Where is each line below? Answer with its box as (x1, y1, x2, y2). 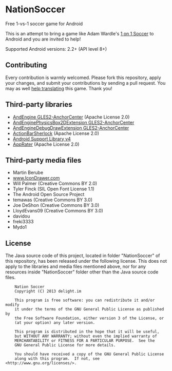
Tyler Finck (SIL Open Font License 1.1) (12, 186, 94, 192)
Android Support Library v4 (12, 135, 71, 142)
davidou (12, 213, 30, 219)
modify (5, 302, 20, 307)
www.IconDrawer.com (12, 175, 60, 181)
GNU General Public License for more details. (14, 343, 116, 348)
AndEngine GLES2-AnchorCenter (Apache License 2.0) (12, 114, 130, 120)
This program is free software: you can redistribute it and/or (14, 298, 155, 303)
